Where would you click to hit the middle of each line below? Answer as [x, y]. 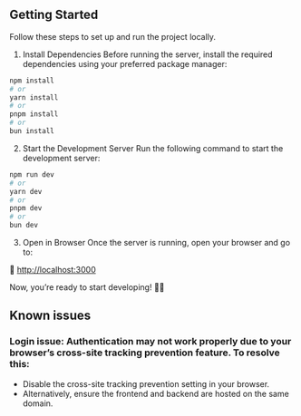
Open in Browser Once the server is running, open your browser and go [156, 243]
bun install [32, 131]
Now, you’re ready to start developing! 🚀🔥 [87, 287]
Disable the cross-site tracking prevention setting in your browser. [146, 383]
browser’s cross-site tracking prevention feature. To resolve [145, 353]
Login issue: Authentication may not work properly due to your [150, 342]
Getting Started [54, 15]
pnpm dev [26, 208]
